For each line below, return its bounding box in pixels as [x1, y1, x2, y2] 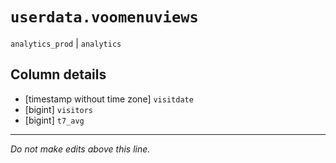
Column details [10, 66, 107, 83]
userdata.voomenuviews [10, 8, 199, 27]
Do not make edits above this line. [10, 143, 151, 155]
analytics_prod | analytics [10, 37, 122, 49]
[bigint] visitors [24, 103, 94, 115]
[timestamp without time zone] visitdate [24, 93, 194, 105]
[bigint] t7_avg [24, 114, 85, 126]
